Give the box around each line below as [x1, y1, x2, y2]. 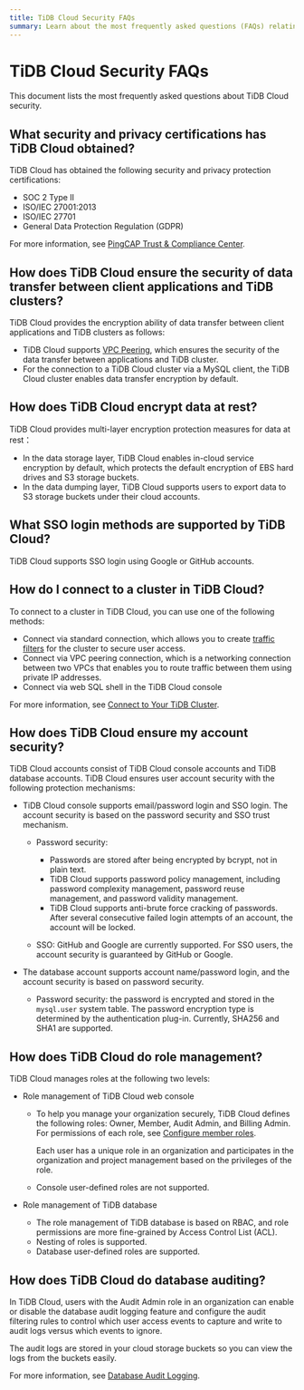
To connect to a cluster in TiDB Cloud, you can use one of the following [9, 606, 275, 617]
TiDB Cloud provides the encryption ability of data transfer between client [9, 317, 285, 328]
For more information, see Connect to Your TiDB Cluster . [9, 699, 220, 710]
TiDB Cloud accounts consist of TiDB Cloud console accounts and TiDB [9, 763, 277, 774]
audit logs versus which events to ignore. [9, 1325, 163, 1336]
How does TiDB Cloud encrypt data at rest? [9, 400, 258, 415]
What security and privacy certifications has [9, 126, 267, 141]
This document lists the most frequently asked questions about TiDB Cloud [9, 91, 290, 102]
